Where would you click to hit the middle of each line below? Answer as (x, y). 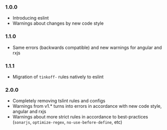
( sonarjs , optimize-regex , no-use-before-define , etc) (67, 122)
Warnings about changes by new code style (58, 23)
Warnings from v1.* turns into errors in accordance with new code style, (87, 106)
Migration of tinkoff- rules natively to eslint (58, 77)
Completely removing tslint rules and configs (59, 101)
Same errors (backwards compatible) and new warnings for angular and (87, 47)
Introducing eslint (31, 18)
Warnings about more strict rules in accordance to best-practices (80, 117)
